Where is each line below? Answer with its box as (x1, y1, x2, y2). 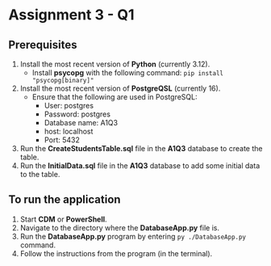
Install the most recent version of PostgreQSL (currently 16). (19, 83, 221, 93)
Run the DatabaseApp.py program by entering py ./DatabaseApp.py (19, 231, 247, 241)
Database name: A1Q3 (44, 118, 119, 127)
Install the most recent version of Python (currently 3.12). (19, 59, 211, 69)
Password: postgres (44, 109, 111, 119)
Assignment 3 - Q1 (8, 6, 135, 24)
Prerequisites (8, 38, 77, 52)
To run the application (8, 192, 121, 207)
